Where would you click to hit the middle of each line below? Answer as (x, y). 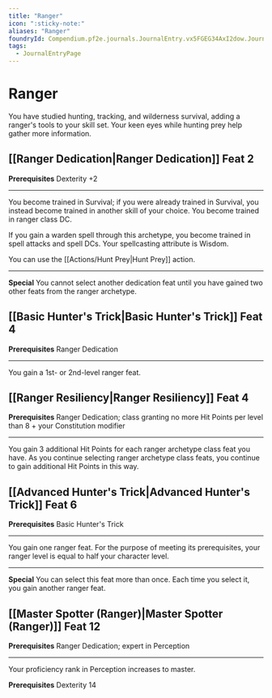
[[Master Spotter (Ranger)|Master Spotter (116, 614)
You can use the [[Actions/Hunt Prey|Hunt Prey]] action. (102, 259)
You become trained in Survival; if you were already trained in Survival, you (134, 202)
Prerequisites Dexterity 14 (53, 685)
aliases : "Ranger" (39, 31)
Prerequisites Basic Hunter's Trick (66, 524)
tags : (17, 46)
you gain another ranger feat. (57, 588)
